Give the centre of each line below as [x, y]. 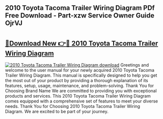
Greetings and [135, 65]
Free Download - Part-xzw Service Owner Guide [80, 16]
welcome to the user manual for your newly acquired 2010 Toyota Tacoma [80, 70]
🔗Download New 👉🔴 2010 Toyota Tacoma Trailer [81, 43]
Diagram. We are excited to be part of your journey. [57, 111]
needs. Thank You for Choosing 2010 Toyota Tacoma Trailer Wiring [73, 106]
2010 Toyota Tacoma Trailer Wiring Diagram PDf [80, 8]
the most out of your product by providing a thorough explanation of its [77, 80]
